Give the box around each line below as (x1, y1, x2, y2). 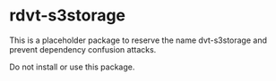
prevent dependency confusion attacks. (9, 44, 157, 54)
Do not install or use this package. (9, 61, 135, 72)
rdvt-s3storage (9, 5, 126, 26)
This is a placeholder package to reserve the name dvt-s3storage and (9, 35, 267, 45)
